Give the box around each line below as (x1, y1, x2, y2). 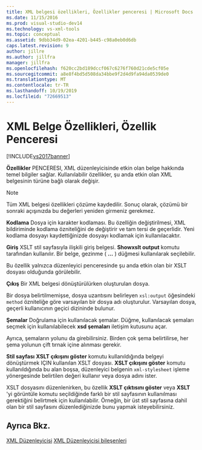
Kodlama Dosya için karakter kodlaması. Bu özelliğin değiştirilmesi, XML (6, 219, 186, 226)
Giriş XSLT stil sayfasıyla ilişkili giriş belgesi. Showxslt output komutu (6, 243, 180, 250)
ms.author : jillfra (6, 54, 56, 60)
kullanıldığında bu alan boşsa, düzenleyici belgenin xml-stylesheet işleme (6, 365, 190, 373)
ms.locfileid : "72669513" (6, 93, 71, 99)
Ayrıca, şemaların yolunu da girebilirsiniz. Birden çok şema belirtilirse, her (6, 334, 189, 341)
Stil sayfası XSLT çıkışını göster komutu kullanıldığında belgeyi (6, 352, 165, 360)
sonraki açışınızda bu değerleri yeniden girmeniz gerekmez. (6, 207, 155, 214)
